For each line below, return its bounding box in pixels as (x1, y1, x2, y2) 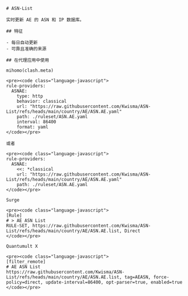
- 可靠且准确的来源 (6, 46, 47, 52)
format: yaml (16, 124, 49, 130)
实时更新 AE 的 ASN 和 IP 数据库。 (6, 17, 84, 23)
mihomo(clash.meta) (6, 68, 54, 73)
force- (153, 274, 169, 280)
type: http (16, 93, 43, 99)
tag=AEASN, (124, 274, 151, 280)
